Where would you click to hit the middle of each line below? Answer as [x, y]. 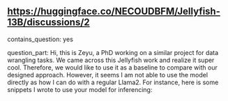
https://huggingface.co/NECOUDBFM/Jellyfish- [114, 11]
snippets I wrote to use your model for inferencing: [80, 89]
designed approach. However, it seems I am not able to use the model [107, 75]
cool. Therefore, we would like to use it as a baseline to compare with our [112, 67]
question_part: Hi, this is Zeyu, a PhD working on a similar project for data [113, 52]
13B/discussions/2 [49, 23]
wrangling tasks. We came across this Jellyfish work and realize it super [111, 60]
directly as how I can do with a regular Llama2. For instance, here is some [113, 82]
